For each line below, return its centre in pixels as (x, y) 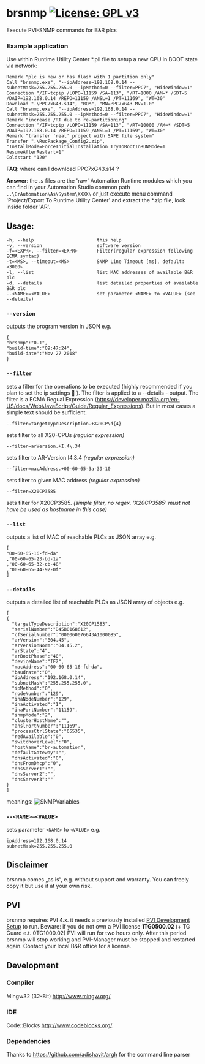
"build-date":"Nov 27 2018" (42, 354)
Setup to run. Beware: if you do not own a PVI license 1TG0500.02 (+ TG (98, 927)
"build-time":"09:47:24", (39, 348)
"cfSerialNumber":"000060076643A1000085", (67, 635)
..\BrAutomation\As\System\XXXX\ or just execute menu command (89, 194)
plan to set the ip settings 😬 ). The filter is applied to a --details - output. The (102, 393)
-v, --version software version (73, 246)
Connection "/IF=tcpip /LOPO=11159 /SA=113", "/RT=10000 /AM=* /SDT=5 (98, 126)
